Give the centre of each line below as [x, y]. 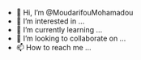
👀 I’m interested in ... [50, 21]
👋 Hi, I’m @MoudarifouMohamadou [75, 13]
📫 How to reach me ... [53, 47]
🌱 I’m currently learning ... [59, 30]
